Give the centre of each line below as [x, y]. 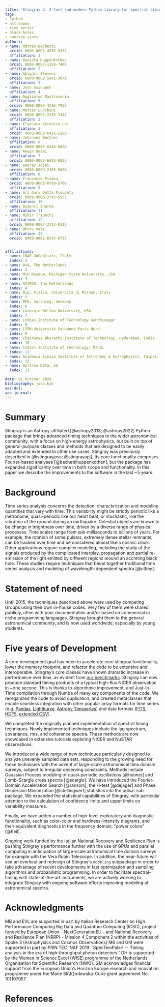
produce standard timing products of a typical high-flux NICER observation [81, 683]
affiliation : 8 [25, 174]
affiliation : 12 [26, 220]
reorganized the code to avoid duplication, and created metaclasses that [78, 698]
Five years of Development [61, 648]
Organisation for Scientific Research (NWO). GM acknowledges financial [78, 963]
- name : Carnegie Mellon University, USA [48, 311]
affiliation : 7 [25, 156]
